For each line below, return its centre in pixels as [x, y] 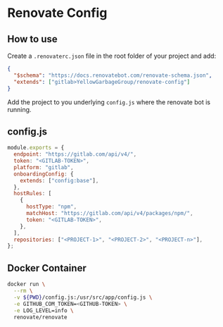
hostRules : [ [33, 194]
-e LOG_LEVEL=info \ [44, 310]
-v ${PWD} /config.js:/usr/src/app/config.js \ [83, 297]
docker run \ [26, 284]
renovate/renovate [41, 317]
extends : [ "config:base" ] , [59, 180]
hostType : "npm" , [51, 207]
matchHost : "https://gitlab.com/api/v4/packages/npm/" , [109, 214]
